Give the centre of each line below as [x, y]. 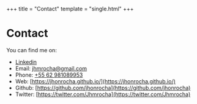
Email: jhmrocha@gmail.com [51, 68]
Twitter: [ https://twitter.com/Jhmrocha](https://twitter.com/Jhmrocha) [103, 94]
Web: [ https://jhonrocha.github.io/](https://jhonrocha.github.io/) [95, 81]
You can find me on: [32, 50]
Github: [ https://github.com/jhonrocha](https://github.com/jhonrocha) [103, 88]
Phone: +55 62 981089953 [49, 75]
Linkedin [26, 62]
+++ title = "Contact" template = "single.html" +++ [70, 9]
